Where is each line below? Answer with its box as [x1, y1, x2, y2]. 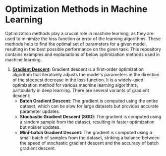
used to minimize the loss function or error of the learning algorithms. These [5, 36, 161, 42]
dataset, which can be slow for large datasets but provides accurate [19, 103, 159, 109]
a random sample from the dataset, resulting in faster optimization [19, 119, 155, 125]
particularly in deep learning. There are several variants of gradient [12, 87, 150, 93]
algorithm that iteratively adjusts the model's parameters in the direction [12, 71, 160, 77]
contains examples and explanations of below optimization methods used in [5, 51, 160, 57]
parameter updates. [19, 108, 60, 114]
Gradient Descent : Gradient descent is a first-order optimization [12, 66, 144, 72]
